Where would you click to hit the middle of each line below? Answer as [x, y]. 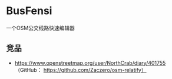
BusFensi [29, 11]
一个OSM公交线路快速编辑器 [41, 28]
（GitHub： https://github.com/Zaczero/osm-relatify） [80, 70]
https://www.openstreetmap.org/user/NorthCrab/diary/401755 [90, 62]
